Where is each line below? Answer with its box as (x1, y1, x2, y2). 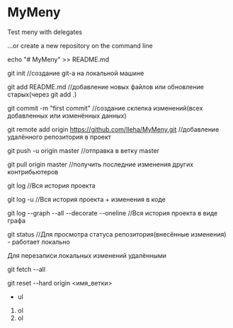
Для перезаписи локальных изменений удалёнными (7, 251, 166, 259)
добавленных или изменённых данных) (7, 111, 127, 120)
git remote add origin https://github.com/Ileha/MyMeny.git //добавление (7, 125, 220, 133)
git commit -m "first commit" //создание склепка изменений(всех (7, 103, 203, 112)
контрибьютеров (7, 167, 59, 176)
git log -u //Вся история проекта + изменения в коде (7, 195, 166, 203)
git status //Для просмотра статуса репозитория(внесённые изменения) (7, 230, 227, 238)
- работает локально (7, 237, 71, 246)
